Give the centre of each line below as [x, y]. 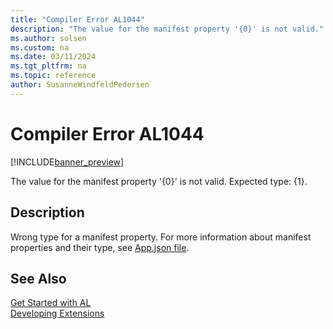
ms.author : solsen [48, 38]
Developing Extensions [57, 313]
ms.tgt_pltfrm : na [48, 66]
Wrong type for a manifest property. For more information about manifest [161, 237]
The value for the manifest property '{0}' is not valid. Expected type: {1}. [159, 181]
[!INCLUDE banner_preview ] [67, 162]
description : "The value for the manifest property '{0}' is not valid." [167, 29]
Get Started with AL [51, 303]
